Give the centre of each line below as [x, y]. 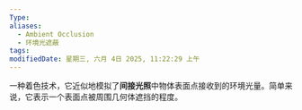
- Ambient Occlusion [56, 34]
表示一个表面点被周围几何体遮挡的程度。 [107, 97]
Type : [19, 17]
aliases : [26, 26]
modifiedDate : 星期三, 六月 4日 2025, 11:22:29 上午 [105, 59]
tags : [19, 51]
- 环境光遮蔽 [39, 42]
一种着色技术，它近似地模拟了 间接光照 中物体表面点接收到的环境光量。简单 [147, 85]
